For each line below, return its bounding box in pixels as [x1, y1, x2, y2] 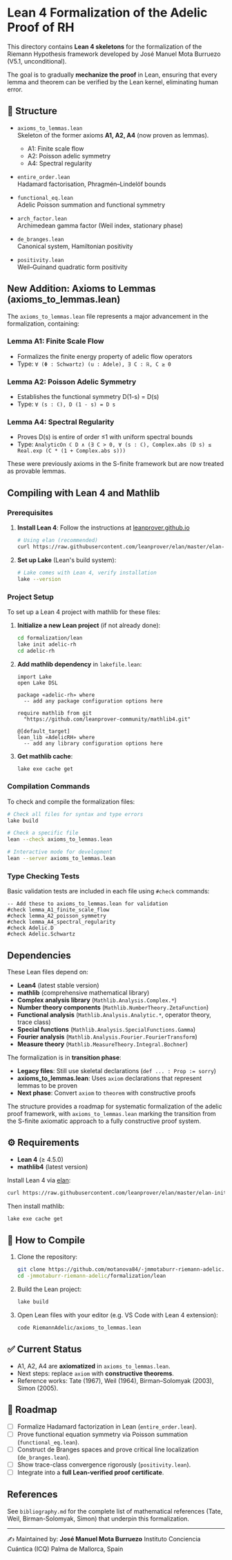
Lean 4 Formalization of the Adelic [7, 5, 208, 21]
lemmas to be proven [17, 1081, 78, 1090]
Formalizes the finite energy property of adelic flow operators [17, 352, 193, 360]
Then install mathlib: [7, 1202, 65, 1210]
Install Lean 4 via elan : [7, 1176, 71, 1184]
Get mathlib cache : [17, 752, 73, 760]
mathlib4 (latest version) [17, 1162, 88, 1171]
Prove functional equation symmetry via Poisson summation [17, 1430, 188, 1438]
